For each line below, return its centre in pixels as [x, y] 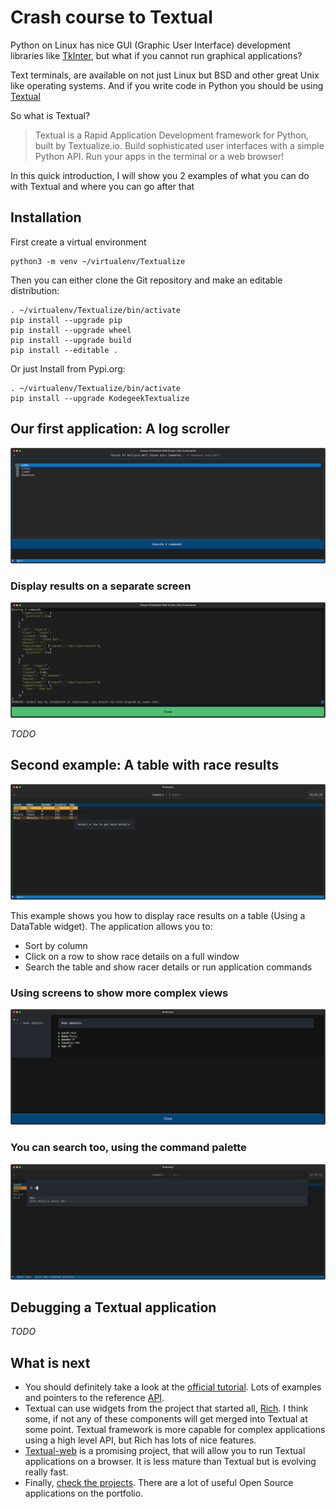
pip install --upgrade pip [66, 320]
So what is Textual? [50, 115]
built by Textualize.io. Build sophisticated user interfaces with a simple [179, 145]
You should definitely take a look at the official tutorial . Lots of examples [173, 1387]
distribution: [35, 290]
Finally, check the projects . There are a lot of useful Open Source [159, 1483]
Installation [46, 217]
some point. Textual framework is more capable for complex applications [175, 1430]
